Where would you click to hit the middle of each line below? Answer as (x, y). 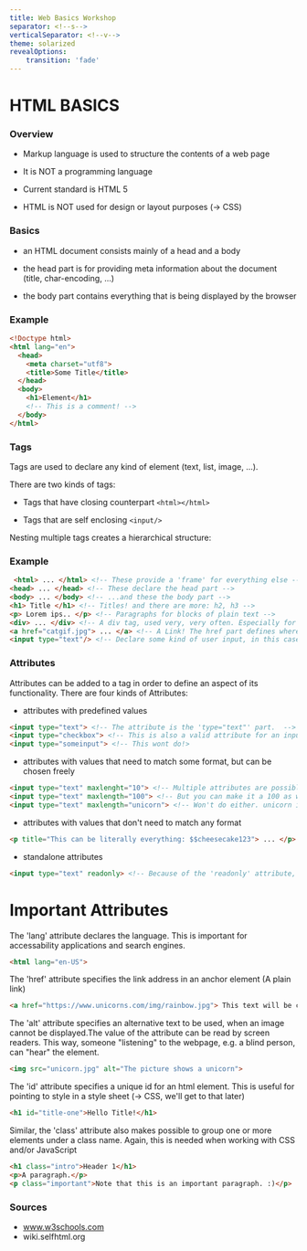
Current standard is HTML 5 (75, 189)
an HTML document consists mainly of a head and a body (132, 250)
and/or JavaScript (43, 1150)
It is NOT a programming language (88, 172)
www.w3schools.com (64, 1226)
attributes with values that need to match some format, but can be (147, 762)
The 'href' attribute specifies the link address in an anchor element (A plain (150, 980)
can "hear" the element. (54, 1053)
